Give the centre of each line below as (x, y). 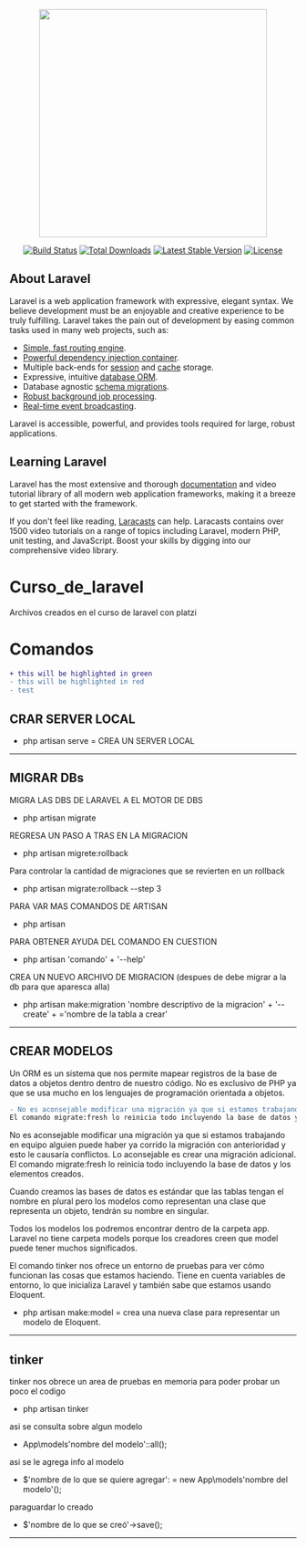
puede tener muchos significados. (74, 1248)
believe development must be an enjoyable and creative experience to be (147, 310)
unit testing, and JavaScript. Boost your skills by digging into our (130, 540)
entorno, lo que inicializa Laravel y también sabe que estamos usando (140, 1285)
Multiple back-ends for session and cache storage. (118, 367)
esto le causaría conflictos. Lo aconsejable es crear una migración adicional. (153, 1155)
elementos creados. (47, 1174)
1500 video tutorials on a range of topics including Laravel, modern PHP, (145, 530)
